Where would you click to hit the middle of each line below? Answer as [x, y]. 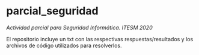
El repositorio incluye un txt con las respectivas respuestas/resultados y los [100, 39]
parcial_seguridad [52, 11]
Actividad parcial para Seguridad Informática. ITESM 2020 [79, 27]
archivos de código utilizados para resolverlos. [64, 45]
